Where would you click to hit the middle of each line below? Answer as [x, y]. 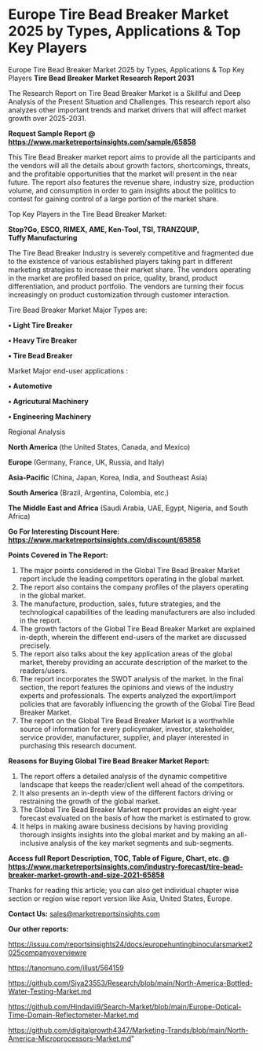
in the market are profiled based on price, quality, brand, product [113, 277]
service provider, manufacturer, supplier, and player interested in [124, 737]
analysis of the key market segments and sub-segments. [142, 843]
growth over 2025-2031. [47, 118]
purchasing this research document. [78, 745]
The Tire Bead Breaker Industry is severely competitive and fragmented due [131, 252]
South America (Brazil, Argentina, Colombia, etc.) [89, 492]
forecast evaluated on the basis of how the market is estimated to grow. [135, 818]
